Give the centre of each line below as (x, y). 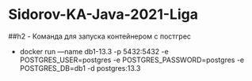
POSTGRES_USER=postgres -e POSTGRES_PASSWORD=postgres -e (132, 60)
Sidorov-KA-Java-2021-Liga (103, 15)
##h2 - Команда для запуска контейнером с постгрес (100, 36)
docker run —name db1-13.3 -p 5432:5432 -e (94, 51)
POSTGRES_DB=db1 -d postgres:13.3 (80, 68)
